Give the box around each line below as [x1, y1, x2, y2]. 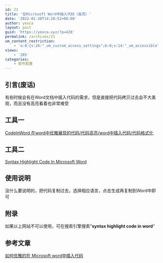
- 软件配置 [14, 61, 33, 66]
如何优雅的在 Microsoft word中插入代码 [5, 253, 83, 258]
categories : [5, 57, 29, 62]
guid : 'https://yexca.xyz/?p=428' [5, 30, 75, 35]
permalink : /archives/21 [5, 35, 55, 39]
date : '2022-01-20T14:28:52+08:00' [5, 16, 77, 21]
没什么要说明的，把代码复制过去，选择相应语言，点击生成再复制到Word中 [5, 188, 152, 193]
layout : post [5, 25, 32, 30]
